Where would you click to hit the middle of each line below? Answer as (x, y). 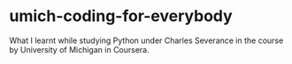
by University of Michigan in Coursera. (80, 49)
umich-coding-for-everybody (121, 16)
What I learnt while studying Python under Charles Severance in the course (146, 40)
